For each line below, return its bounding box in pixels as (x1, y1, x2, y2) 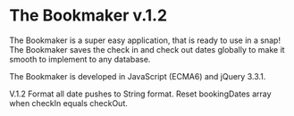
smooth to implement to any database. (9, 54, 151, 64)
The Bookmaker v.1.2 (9, 5, 168, 26)
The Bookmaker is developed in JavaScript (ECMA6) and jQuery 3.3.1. (9, 70, 266, 81)
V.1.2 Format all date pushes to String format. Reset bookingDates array (9, 88, 272, 99)
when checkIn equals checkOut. (9, 97, 128, 108)
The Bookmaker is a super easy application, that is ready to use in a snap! (9, 35, 281, 46)
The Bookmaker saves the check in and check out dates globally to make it (9, 44, 285, 54)
